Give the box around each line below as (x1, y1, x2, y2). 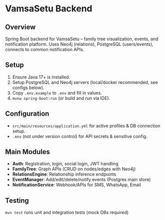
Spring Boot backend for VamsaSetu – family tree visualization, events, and (5, 36, 159, 42)
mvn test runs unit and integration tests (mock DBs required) (5, 210, 129, 216)
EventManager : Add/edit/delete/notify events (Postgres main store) (12, 177, 151, 183)
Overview (5, 23, 36, 31)
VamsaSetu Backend (5, 3, 93, 14)
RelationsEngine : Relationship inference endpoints (12, 171, 116, 177)
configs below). (12, 84, 45, 90)
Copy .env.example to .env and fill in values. (12, 90, 103, 96)
